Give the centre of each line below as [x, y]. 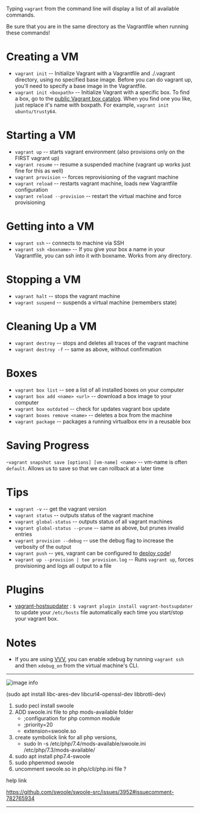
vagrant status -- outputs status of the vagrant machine [84, 515]
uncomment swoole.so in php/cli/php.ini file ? [71, 769]
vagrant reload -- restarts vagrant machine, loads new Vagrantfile [96, 183]
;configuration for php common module [72, 718]
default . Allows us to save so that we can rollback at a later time [85, 468]
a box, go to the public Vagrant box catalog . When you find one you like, [103, 98]
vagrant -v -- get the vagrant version [61, 509]
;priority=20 [38, 725]
